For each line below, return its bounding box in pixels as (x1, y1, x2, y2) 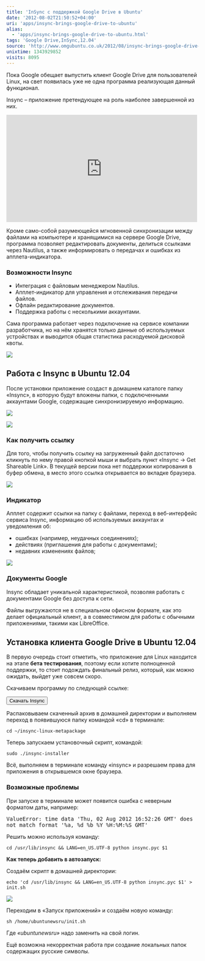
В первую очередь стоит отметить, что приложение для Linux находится (6, 653, 197, 660)
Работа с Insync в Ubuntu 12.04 (6, 368, 131, 379)
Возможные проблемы (6, 783, 79, 792)
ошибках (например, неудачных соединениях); (15, 535, 139, 542)
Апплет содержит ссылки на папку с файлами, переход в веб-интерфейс (6, 510, 198, 517)
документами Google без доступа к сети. (6, 594, 114, 602)
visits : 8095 (6, 54, 40, 60)
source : (6, 43, 26, 49)
